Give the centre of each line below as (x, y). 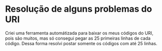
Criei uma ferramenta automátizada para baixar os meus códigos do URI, (79, 33)
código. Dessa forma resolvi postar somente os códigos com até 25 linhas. (81, 43)
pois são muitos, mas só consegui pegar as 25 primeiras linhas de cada (78, 38)
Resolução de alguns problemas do (79, 9)
